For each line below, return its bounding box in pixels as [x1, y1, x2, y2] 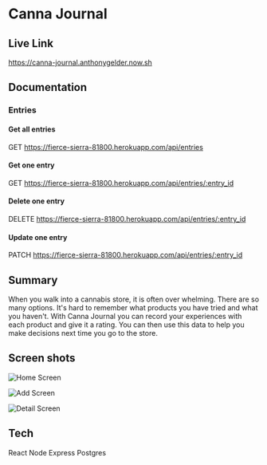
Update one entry [8, 232, 68, 242]
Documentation [8, 81, 88, 94]
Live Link [8, 37, 54, 50]
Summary [8, 273, 58, 287]
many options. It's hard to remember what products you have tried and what [8, 302, 258, 312]
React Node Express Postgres [8, 447, 106, 457]
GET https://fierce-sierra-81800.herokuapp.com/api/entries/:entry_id [8, 178, 234, 187]
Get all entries [8, 124, 56, 134]
